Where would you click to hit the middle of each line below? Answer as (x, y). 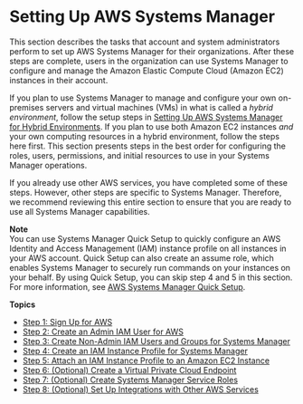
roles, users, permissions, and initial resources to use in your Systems (139, 155)
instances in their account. (59, 80)
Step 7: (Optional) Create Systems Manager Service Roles (130, 380)
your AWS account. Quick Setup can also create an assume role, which (142, 258)
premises (27, 107)
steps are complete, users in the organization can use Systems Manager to (149, 61)
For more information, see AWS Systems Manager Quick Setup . (128, 286)
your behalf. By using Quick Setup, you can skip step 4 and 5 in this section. (151, 277)
